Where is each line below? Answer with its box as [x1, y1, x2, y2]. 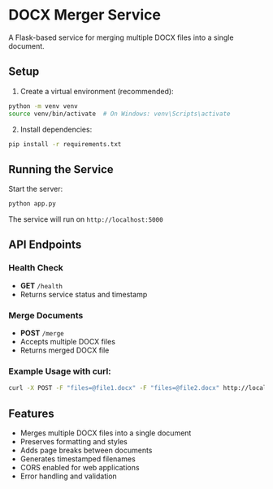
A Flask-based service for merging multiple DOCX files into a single [8, 32, 234, 42]
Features [8, 406, 54, 420]
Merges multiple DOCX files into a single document [19, 428, 192, 438]
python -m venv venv [8, 102, 79, 110]
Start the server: [8, 184, 63, 194]
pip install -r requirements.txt [8, 140, 122, 148]
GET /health [19, 280, 63, 290]
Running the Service [8, 162, 114, 176]
